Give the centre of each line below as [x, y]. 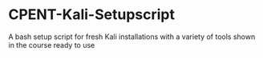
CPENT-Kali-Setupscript [91, 15]
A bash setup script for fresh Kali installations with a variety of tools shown [132, 37]
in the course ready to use [52, 44]
